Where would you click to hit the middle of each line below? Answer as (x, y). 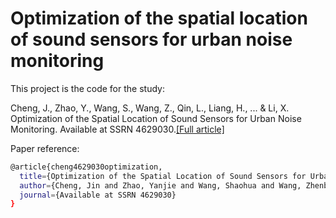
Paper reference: (45, 148)
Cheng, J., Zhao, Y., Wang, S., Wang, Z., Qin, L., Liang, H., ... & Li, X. (150, 108)
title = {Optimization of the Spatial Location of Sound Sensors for (163, 176)
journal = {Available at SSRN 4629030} (98, 195)
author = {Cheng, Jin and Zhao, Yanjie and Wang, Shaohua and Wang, (160, 185)
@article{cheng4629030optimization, (86, 167)
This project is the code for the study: (87, 88)
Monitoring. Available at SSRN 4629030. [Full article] (117, 129)
